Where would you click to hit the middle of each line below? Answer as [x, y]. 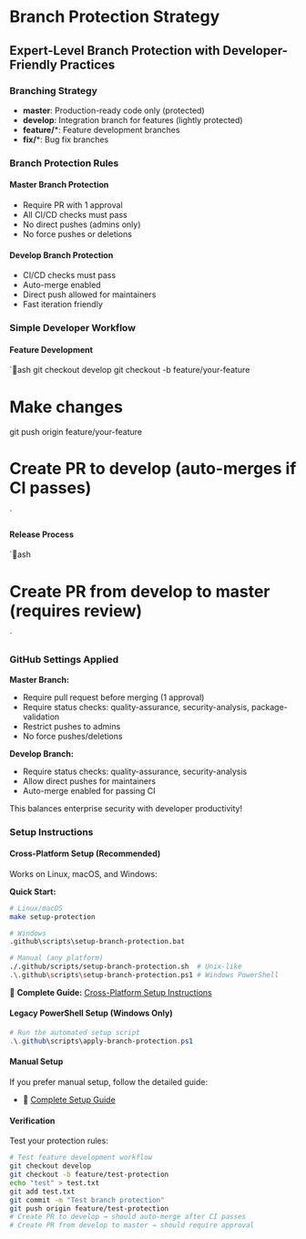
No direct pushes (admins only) [82, 224]
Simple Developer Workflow [73, 328]
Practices [87, 64]
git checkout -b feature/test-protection [89, 1174]
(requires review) [76, 610]
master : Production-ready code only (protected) [113, 110]
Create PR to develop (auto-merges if [153, 469]
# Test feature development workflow [81, 1158]
